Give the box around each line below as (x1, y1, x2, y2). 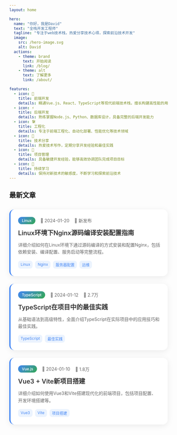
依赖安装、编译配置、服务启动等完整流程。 (18, 249, 106, 255)
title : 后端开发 (18, 110, 49, 115)
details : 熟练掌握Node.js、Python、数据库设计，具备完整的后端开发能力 (18, 114, 154, 120)
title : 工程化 (18, 124, 46, 129)
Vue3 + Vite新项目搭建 (18, 378, 85, 386)
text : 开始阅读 (22, 58, 52, 64)
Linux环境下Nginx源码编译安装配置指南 (18, 229, 134, 237)
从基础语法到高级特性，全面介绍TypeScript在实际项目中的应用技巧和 (18, 316, 160, 322)
